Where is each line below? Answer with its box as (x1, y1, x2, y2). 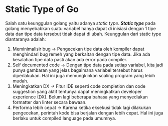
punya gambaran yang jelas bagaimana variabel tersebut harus (12, 67, 143, 73)
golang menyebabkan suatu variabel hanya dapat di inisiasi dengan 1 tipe (5, 25, 156, 31)
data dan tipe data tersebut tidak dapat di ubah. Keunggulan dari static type (5, 31, 161, 37)
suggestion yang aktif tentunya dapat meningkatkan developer (12, 88, 142, 94)
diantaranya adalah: (5, 36, 46, 42)
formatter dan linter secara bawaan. (12, 99, 87, 105)
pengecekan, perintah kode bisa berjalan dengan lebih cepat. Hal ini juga (12, 109, 163, 116)
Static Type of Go (5, 4, 79, 15)
